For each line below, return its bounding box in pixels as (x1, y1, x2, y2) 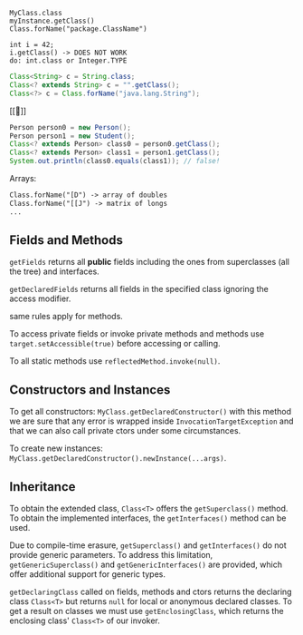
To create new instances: (9, 443, 104, 454)
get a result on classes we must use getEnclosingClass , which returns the (9, 606, 284, 617)
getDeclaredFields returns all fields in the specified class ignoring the (9, 284, 269, 295)
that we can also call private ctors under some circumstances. (9, 425, 241, 436)
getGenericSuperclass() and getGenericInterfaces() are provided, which (9, 559, 283, 571)
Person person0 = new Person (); (9, 122, 131, 132)
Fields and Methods (9, 232, 124, 249)
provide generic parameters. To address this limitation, (9, 550, 213, 561)
